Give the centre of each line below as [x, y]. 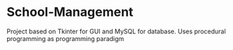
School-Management [70, 12]
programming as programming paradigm [65, 38]
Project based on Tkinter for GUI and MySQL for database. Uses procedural [116, 31]
